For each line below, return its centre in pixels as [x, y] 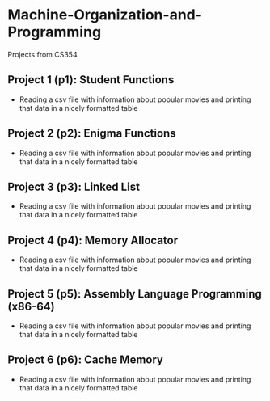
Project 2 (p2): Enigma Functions [92, 134]
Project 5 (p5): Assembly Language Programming [135, 294]
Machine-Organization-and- [105, 15]
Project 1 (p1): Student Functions [91, 80]
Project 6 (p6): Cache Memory [85, 360]
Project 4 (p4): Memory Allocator [93, 240]
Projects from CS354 [42, 54]
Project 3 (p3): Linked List [74, 186]
